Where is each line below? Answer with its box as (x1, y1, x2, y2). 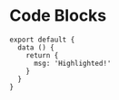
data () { (17, 42, 55, 52)
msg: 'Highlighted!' (33, 59, 112, 68)
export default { (9, 35, 75, 44)
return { (25, 50, 59, 59)
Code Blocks (9, 5, 107, 26)
